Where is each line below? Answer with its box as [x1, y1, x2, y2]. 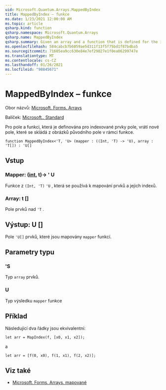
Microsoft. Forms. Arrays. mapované [12, 380, 87, 386]
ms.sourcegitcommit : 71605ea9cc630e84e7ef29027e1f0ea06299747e [5, 49, 138, 53]
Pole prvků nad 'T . [5, 206, 44, 212]
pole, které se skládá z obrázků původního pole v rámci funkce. [5, 129, 134, 135]
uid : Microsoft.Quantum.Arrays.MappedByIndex [5, 7, 100, 12]
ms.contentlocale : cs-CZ [5, 58, 56, 63]
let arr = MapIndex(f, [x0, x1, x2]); [5, 335, 85, 340]
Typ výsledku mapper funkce [5, 297, 62, 303]
